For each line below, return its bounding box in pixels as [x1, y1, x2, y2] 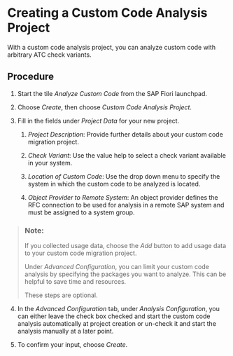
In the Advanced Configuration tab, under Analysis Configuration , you [17, 305, 220, 313]
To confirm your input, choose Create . [17, 341, 128, 349]
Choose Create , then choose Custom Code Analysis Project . [17, 103, 192, 111]
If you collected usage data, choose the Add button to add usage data [24, 242, 227, 250]
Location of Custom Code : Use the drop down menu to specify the [27, 172, 220, 180]
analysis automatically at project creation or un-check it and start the [17, 320, 217, 328]
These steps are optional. [24, 291, 98, 299]
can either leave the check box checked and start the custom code [17, 312, 211, 320]
